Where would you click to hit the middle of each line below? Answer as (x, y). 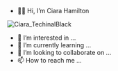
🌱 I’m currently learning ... (54, 45)
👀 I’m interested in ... (47, 38)
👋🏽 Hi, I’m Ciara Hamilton (53, 11)
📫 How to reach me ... (49, 60)
